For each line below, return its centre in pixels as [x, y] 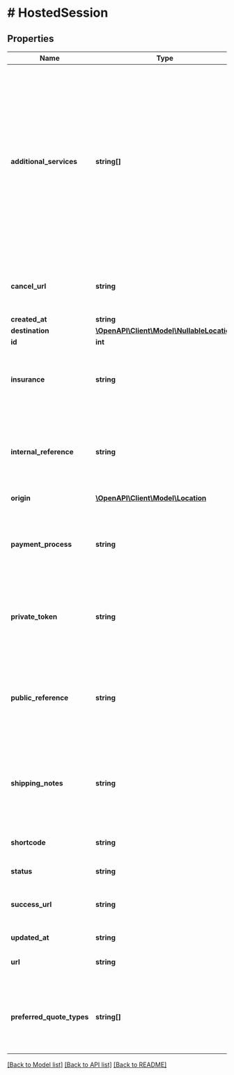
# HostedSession [58, 13]
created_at [29, 319]
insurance [28, 379]
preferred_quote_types [50, 1017]
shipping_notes [37, 783]
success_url [31, 904]
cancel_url [29, 286]
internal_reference [42, 452]
